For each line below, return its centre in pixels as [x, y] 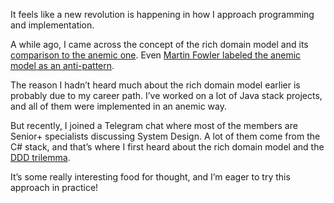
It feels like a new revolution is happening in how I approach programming [162, 14]
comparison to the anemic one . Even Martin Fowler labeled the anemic [156, 55]
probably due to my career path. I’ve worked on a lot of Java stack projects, [166, 95]
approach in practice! [54, 187]
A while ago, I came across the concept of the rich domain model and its [159, 44]
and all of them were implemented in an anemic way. [119, 106]
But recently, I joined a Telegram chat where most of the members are [154, 125]
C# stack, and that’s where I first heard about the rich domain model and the [167, 147]
